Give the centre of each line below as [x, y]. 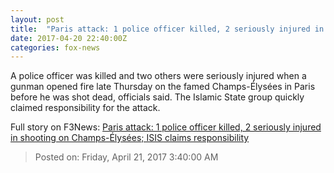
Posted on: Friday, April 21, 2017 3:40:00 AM [126, 157]
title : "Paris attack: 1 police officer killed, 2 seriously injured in [167, 29]
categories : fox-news [55, 47]
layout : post [37, 19]
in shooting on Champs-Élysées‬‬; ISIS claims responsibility [130, 138]
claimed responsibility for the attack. [85, 108]
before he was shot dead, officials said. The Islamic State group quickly [157, 97]
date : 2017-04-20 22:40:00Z [69, 38]
